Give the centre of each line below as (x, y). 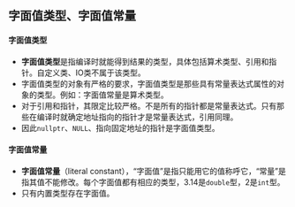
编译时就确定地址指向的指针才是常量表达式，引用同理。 (137, 117)
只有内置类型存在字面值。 (68, 193)
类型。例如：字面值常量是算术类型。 (102, 95)
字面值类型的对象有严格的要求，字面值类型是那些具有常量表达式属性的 (149, 83)
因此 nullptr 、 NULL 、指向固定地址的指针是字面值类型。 (120, 127)
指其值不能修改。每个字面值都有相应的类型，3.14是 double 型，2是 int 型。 (153, 182)
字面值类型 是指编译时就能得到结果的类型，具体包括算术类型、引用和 (145, 61)
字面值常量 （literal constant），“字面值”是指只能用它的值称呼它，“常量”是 (153, 171)
